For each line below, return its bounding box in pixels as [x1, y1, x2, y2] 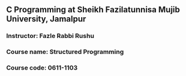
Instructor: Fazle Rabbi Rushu [6, 32, 95, 40]
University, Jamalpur [6, 14, 86, 24]
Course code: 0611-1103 [6, 64, 78, 72]
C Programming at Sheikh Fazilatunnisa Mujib [6, 5, 180, 15]
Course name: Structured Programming [6, 47, 124, 56]
